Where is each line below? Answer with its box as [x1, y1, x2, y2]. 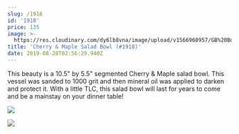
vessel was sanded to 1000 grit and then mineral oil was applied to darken [7, 77, 225, 85]
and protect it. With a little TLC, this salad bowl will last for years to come [7, 84, 221, 93]
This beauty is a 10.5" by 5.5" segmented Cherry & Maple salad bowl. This [7, 69, 225, 78]
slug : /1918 [7, 10, 43, 18]
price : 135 [7, 23, 40, 30]
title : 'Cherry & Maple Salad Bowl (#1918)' [7, 43, 142, 50]
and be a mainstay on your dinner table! [7, 91, 124, 100]
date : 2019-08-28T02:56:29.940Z [7, 50, 103, 57]
